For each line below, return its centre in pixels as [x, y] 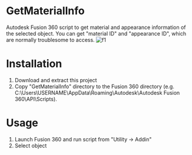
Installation [34, 64]
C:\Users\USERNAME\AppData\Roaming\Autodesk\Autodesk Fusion [97, 92]
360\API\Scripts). [36, 99]
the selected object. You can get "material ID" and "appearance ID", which [96, 33]
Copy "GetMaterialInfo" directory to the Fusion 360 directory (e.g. [95, 86]
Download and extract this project [56, 80]
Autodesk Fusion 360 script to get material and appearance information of [96, 27]
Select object [31, 146]
